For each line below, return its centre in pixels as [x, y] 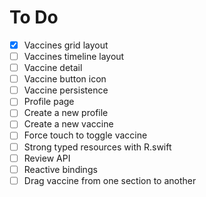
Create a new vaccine [68, 124]
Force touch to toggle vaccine [85, 135]
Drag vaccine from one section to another [110, 180]
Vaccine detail [53, 68]
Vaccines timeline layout [74, 56]
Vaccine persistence [66, 90]
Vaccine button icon [65, 79]
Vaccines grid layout [66, 45]
